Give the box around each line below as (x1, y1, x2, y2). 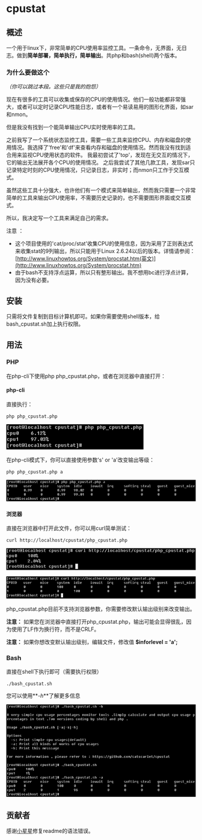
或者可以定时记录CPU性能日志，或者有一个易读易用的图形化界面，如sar (16, 103, 194, 111)
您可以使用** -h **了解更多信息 (6, 692, 81, 699)
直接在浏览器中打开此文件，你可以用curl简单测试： (6, 525, 132, 532)
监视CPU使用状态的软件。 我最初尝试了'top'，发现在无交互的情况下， (22, 151, 194, 159)
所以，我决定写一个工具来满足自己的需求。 (6, 215, 112, 222)
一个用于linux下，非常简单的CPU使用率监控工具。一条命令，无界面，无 (6, 44, 182, 51)
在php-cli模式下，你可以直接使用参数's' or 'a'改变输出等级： (6, 456, 155, 463)
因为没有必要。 (14, 276, 52, 284)
